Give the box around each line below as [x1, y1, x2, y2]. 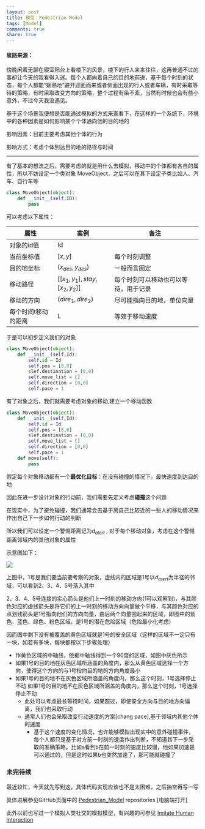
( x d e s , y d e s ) [57, 263, 90, 272]
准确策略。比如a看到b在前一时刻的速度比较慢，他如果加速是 [44, 743, 195, 751]
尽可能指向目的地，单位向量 [114, 296, 194, 304]
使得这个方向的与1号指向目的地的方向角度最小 [26, 667, 141, 674]
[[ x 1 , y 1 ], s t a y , [57, 274, 98, 284]
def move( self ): [17, 455, 59, 461]
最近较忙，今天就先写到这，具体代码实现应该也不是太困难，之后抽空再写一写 [6, 783, 199, 790]
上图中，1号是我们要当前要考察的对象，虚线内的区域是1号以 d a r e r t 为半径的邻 [6, 573, 195, 582]
